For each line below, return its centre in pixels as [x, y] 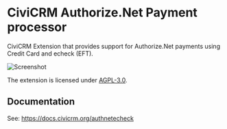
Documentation [41, 102]
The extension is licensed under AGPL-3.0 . [68, 80]
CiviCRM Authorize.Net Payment [102, 13]
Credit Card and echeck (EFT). [50, 54]
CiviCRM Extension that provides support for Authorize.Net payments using [114, 46]
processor [37, 27]
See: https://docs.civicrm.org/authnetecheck [70, 118]
